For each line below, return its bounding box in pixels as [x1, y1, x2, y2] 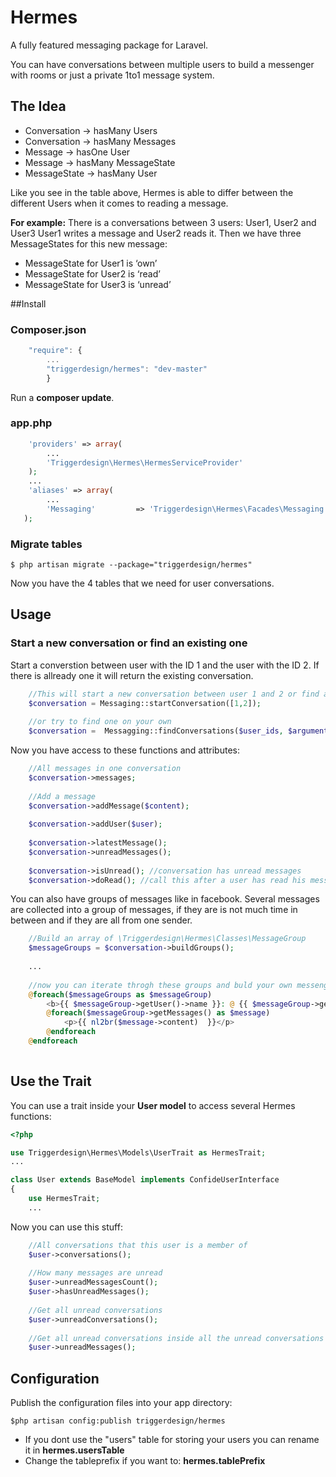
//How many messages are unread [28, 1268, 163, 1278]
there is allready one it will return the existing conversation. [10, 669, 254, 681]
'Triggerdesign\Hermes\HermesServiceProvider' [46, 457, 244, 468]
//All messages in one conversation [28, 764, 182, 774]
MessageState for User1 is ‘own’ [24, 257, 158, 269]
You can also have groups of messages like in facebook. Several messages [10, 893, 320, 905]
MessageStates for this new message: [10, 237, 168, 250]
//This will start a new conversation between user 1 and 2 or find [28, 689, 320, 699]
